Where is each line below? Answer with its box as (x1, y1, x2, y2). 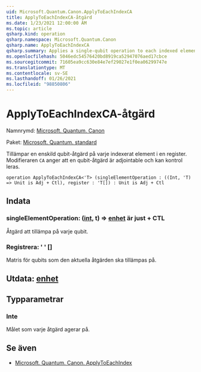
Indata (6, 196, 31, 206)
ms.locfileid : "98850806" (6, 82, 71, 88)
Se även (6, 343, 37, 353)
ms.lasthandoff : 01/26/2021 (6, 76, 77, 82)
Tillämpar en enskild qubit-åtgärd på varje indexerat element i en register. (6, 150, 187, 157)
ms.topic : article (6, 25, 52, 32)
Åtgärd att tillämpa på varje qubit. (6, 227, 89, 235)
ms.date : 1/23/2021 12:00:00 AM (6, 20, 87, 26)
